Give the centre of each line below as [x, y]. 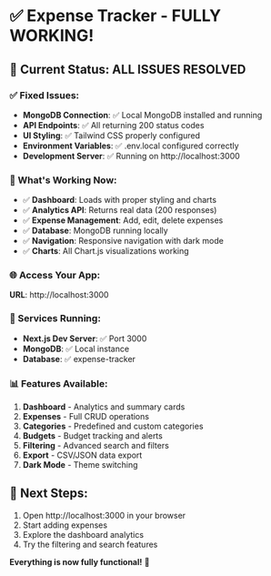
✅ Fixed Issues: [45, 95]
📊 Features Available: [59, 383]
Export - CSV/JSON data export [82, 455]
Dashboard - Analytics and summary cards [104, 407]
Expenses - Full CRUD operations [86, 417]
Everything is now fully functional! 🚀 [80, 561]
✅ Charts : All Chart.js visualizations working [105, 251]
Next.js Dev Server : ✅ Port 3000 [85, 339]
